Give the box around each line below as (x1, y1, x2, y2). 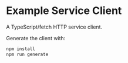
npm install (6, 45, 35, 52)
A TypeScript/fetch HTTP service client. (6, 23, 103, 30)
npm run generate (6, 51, 49, 57)
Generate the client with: (6, 34, 66, 41)
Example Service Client (6, 4, 122, 17)
